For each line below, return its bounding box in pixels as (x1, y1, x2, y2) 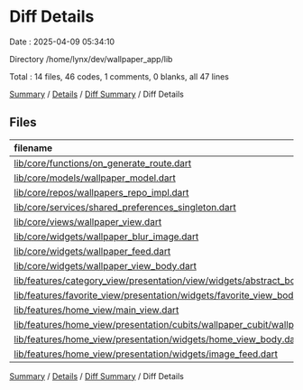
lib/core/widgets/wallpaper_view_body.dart (14, 259, 197, 272)
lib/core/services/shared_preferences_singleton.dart (14, 200, 237, 213)
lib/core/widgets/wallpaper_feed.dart (14, 245, 171, 257)
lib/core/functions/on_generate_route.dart (14, 156, 192, 169)
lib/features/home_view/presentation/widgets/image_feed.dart (14, 348, 278, 360)
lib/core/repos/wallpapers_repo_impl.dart (14, 186, 189, 199)
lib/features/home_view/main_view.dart (14, 303, 179, 316)
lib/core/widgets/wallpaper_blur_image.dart (14, 230, 199, 243)
